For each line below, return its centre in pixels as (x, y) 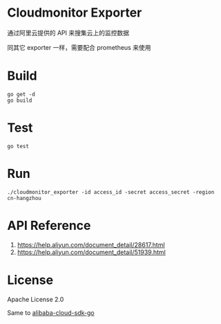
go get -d (21, 94)
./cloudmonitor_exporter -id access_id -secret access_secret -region (111, 192)
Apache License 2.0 (36, 299)
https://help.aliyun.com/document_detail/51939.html (91, 252)
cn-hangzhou (24, 198)
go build (20, 100)
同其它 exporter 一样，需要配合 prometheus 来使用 (79, 47)
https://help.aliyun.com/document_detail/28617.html (91, 244)
